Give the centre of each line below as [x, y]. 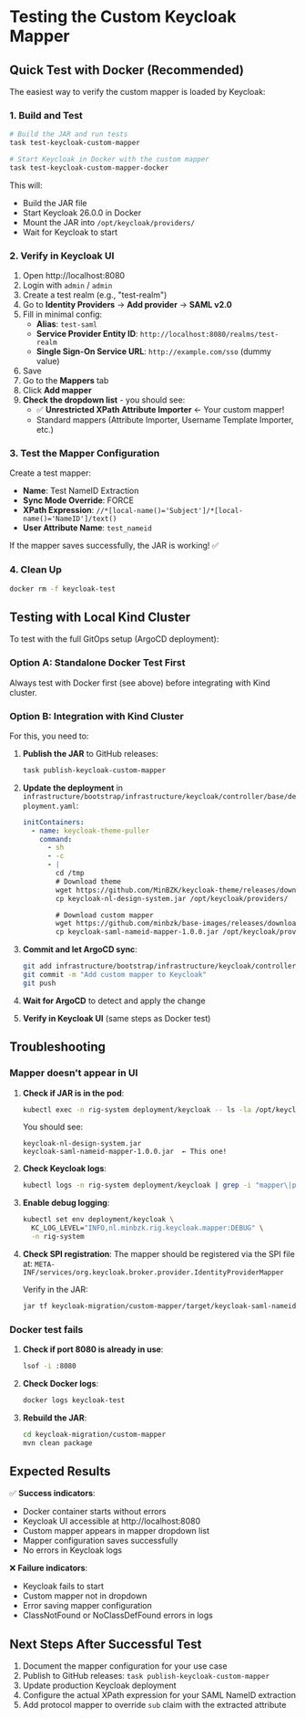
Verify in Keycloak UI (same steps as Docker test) [117, 1018]
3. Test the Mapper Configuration [85, 454]
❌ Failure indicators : [49, 1568]
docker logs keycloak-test [74, 1400]
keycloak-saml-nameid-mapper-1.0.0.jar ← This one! [125, 1152]
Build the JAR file [55, 203]
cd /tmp [70, 874]
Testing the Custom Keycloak [123, 17]
